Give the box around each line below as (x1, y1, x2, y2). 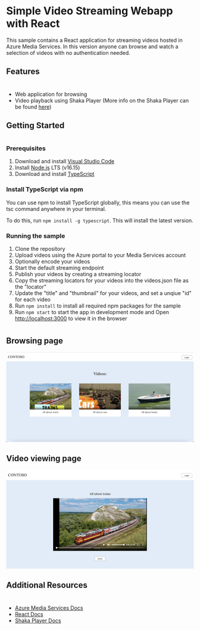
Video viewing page (6, 454, 82, 464)
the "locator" (14, 283, 46, 290)
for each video (14, 296, 51, 303)
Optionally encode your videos (14, 258, 90, 265)
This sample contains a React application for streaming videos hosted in (6, 36, 183, 44)
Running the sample (6, 231, 65, 240)
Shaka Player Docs (14, 617, 61, 624)
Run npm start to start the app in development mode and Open (14, 309, 170, 316)
